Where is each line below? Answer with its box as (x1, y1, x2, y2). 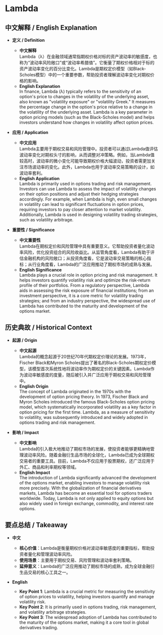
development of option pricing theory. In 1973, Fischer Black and (19, 394, 148, 400)
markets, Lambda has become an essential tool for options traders (19, 490, 152, 496)
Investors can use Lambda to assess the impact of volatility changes (19, 186, 156, 192)
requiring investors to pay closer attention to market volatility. (19, 207, 142, 212)
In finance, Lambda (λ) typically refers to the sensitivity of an (19, 88, 142, 94)
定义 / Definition (12, 37, 45, 43)
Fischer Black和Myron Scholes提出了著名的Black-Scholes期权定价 (19, 360, 152, 366)
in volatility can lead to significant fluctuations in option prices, (19, 201, 145, 207)
